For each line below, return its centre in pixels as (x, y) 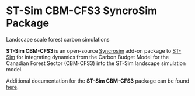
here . (12, 87)
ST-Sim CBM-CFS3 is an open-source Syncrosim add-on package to (89, 50)
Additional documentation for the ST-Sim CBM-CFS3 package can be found (98, 81)
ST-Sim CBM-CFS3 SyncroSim (82, 11)
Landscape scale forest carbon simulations (58, 39)
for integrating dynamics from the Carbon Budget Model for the (93, 57)
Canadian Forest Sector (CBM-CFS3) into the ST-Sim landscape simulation (96, 63)
